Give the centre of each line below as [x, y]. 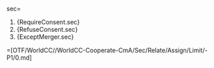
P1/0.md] [19, 58]
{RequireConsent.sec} [48, 22]
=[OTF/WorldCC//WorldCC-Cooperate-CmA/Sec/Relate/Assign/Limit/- [107, 50]
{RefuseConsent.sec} [47, 29]
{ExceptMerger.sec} [45, 37]
